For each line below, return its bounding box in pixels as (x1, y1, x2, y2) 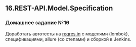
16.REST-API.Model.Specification (5, 4, 113, 13)
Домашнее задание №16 (5, 19, 70, 26)
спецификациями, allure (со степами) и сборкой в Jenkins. (5, 36, 131, 42)
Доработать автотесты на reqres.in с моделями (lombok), (5, 30, 129, 37)
